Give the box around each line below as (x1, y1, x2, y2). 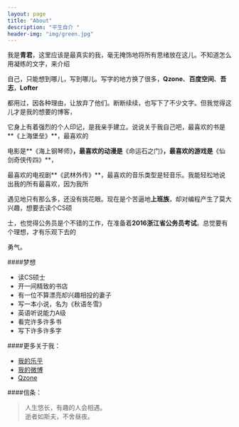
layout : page (7, 10, 46, 18)
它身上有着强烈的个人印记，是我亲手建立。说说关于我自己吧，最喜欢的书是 (7, 122, 225, 132)
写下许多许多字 (17, 327, 62, 335)
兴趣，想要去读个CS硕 (7, 204, 73, 212)
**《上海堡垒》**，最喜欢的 (7, 132, 89, 140)
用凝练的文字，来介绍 (7, 60, 70, 68)
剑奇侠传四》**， (7, 156, 58, 164)
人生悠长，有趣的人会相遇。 (24, 404, 107, 412)
